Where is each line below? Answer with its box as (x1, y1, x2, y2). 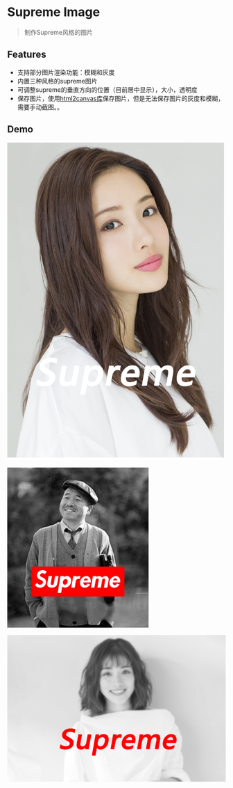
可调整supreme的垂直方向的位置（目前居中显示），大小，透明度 (17, 85, 198, 94)
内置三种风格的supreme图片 (17, 77, 98, 85)
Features (7, 49, 46, 61)
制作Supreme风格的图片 (24, 28, 94, 36)
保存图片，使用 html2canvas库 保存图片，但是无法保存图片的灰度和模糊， (17, 94, 224, 102)
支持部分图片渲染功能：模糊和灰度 (17, 68, 115, 77)
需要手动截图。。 (17, 102, 64, 111)
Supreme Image (7, 4, 101, 20)
